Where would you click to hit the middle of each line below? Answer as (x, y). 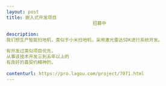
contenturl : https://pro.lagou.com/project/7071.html (75, 73)
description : (23, 35)
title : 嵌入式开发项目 (32, 18)
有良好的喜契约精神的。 (31, 62)
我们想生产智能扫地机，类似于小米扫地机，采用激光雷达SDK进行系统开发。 (85, 40)
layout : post (23, 12)
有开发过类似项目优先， (31, 51)
